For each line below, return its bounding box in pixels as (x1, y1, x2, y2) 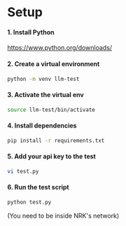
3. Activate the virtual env (7, 91, 84, 99)
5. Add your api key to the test (7, 152, 96, 161)
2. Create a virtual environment (7, 59, 100, 68)
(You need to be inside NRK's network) (7, 211, 120, 220)
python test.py (7, 199, 52, 206)
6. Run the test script (7, 183, 69, 192)
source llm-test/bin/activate (7, 106, 96, 113)
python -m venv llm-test (7, 75, 80, 82)
